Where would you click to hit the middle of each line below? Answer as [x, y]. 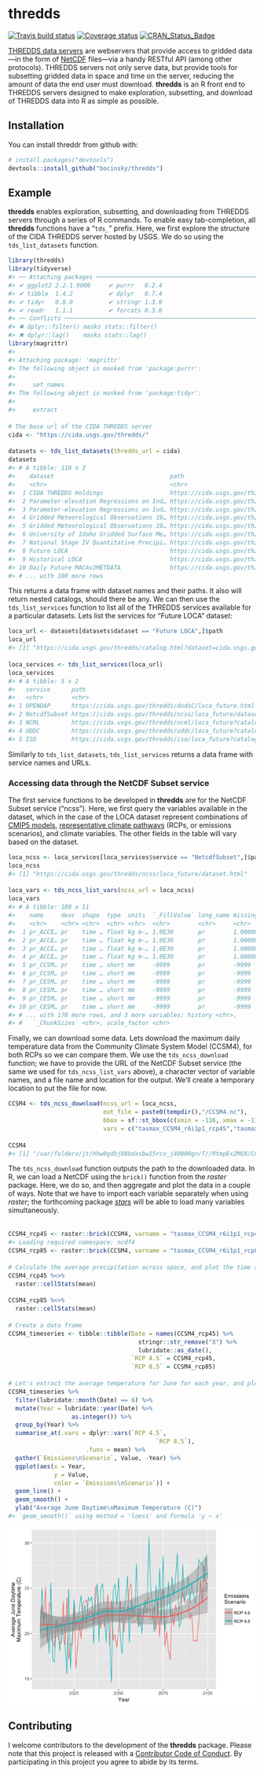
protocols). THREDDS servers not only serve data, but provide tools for [123, 67]
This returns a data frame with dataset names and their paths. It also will [125, 591]
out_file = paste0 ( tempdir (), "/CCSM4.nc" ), [175, 1112]
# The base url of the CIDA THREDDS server [81, 426]
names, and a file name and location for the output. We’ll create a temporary [132, 1080]
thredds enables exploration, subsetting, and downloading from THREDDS [129, 212]
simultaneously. [33, 1210]
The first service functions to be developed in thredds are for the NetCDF [127, 800]
